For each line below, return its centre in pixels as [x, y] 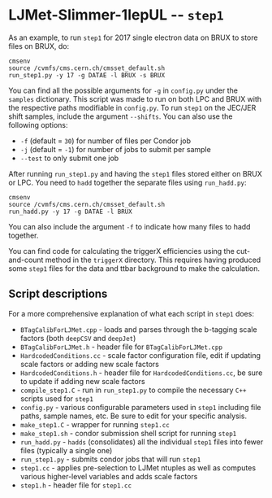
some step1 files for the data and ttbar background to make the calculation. [134, 268]
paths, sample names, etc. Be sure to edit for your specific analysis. [134, 416]
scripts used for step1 [56, 398]
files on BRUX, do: [39, 46]
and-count [26, 260]
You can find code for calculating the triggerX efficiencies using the [122, 251]
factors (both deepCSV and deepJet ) [78, 338]
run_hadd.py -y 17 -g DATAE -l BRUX [70, 212]
